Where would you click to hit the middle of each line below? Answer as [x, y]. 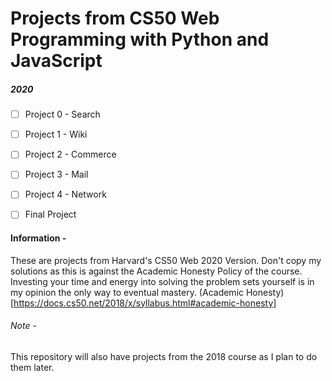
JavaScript [56, 61]
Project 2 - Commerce [70, 154]
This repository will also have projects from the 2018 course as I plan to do [164, 356]
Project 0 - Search [62, 114]
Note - [23, 326]
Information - [38, 238]
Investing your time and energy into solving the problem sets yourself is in [162, 281]
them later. [32, 367]
